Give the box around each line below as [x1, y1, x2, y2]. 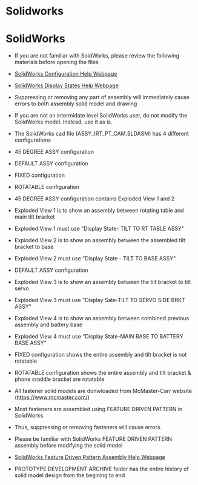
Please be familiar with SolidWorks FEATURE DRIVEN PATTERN [14, 435, 172, 443]
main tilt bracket [14, 213, 55, 220]
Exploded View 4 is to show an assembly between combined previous [14, 315, 190, 322]
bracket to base [14, 243, 54, 251]
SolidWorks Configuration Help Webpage [14, 70, 117, 78]
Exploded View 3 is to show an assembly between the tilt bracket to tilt [14, 279, 191, 286]
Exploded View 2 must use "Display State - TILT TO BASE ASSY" [14, 255, 176, 262]
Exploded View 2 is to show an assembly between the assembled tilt [14, 237, 186, 244]
